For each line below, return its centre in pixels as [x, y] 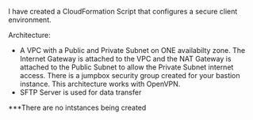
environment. [30, 20]
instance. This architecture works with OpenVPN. [100, 84]
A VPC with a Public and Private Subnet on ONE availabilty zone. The [132, 50]
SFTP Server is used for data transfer [80, 92]
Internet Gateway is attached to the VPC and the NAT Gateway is [125, 59]
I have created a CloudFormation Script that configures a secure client [123, 11]
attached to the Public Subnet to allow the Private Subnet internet [126, 67]
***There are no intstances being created [77, 107]
